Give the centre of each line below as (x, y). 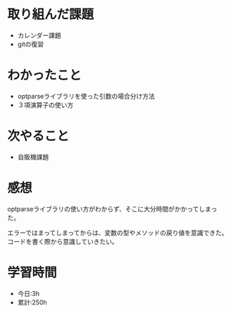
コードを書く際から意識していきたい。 (63, 241)
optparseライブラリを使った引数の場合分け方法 (86, 96)
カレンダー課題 (39, 35)
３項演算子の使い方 (45, 105)
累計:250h (32, 302)
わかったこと (45, 75)
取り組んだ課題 (51, 14)
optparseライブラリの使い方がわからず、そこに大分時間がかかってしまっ (112, 209)
